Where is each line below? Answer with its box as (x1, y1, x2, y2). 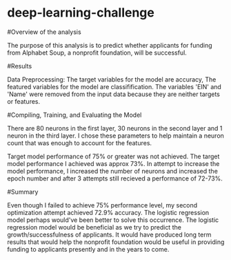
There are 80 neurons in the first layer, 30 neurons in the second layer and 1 (7, 124, 223, 132)
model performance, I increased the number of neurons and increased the (7, 167, 219, 175)
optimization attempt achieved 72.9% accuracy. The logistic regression (7, 208, 210, 216)
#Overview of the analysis (7, 28, 81, 36)
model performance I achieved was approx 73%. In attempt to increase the (7, 159, 220, 167)
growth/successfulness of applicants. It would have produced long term (7, 230, 212, 239)
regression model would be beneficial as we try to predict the (7, 223, 181, 231)
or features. (7, 97, 41, 105)
